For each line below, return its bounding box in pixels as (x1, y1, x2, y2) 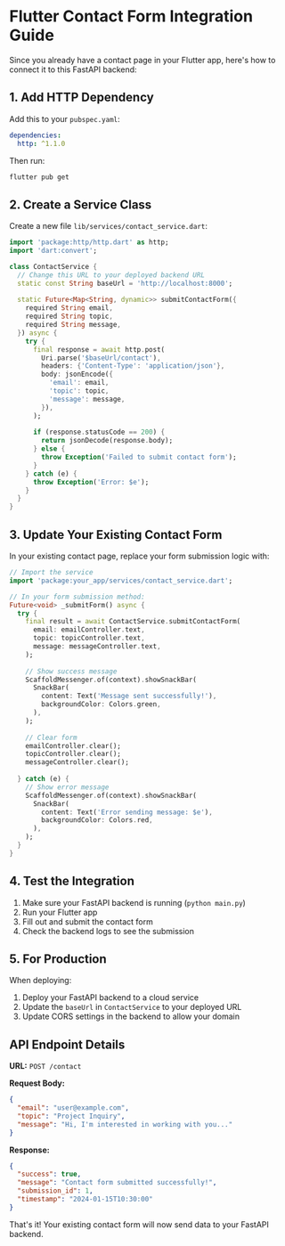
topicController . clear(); (25, 750, 122, 759)
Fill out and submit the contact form (21, 916, 153, 927)
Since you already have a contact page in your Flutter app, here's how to (9, 54, 276, 65)
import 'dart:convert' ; (9, 247, 98, 256)
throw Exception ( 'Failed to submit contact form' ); (41, 452, 238, 462)
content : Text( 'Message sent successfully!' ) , (41, 692, 217, 701)
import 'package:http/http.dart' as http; (9, 238, 169, 247)
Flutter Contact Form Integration (9, 6, 254, 27)
